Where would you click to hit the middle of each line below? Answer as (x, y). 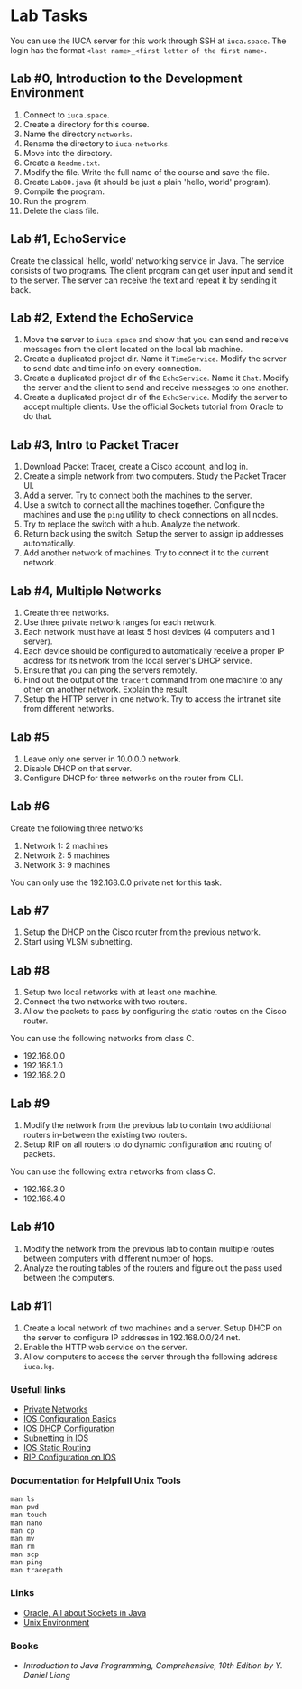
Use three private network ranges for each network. (120, 622)
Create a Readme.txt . (62, 163)
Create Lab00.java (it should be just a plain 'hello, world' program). (147, 182)
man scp (25, 1554)
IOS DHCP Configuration (69, 1428)
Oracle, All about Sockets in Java (85, 1612)
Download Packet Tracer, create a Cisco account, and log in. (136, 467)
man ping (27, 1563)
